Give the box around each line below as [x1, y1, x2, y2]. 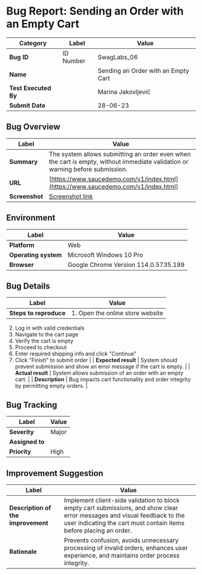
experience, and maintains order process [64, 551, 180, 559]
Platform [9, 240, 35, 249]
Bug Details [6, 281, 50, 291]
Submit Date [9, 101, 46, 109]
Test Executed [9, 83, 51, 92]
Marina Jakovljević [97, 88, 151, 96]
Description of [9, 504, 51, 512]
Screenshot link [49, 192, 93, 201]
